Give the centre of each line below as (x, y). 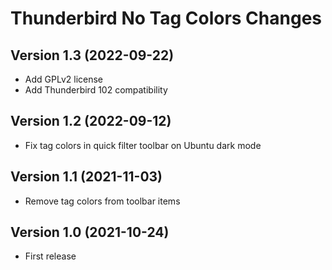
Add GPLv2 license (63, 79)
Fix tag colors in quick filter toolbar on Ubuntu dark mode (143, 145)
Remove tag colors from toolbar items (102, 201)
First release (50, 256)
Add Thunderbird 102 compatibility (96, 90)
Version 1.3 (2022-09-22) (92, 55)
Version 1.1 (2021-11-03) (86, 177)
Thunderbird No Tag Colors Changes (166, 18)
